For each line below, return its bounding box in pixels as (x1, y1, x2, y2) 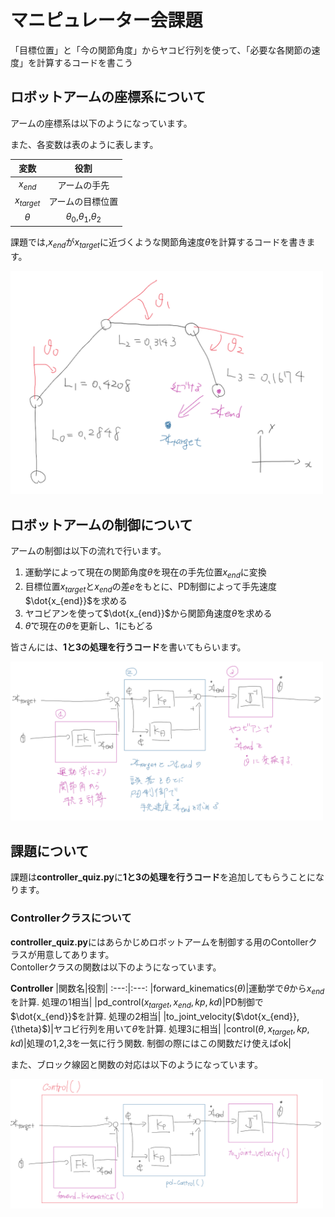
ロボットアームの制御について (10, 516, 193, 533)
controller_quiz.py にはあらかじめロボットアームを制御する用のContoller (10, 936, 309, 948)
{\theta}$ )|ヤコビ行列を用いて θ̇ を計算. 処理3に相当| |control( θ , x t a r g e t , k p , (10, 1023, 310, 1037)
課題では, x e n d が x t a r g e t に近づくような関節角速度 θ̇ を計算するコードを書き (10, 236, 307, 250)
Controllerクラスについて (10, 911, 132, 925)
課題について (10, 842, 90, 860)
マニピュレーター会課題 (10, 9, 203, 32)
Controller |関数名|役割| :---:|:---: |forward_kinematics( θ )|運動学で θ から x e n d (10, 982, 325, 996)
